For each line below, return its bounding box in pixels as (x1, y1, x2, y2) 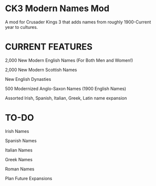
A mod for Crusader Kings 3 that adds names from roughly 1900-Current (5, 19, 151, 25)
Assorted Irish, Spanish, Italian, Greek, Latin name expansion (5, 95, 127, 101)
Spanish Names (5, 137, 37, 144)
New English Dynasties (5, 76, 51, 82)
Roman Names (5, 166, 35, 172)
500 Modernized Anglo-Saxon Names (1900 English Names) (5, 86, 126, 92)
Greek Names (5, 156, 33, 162)
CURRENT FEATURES (5, 41, 93, 53)
